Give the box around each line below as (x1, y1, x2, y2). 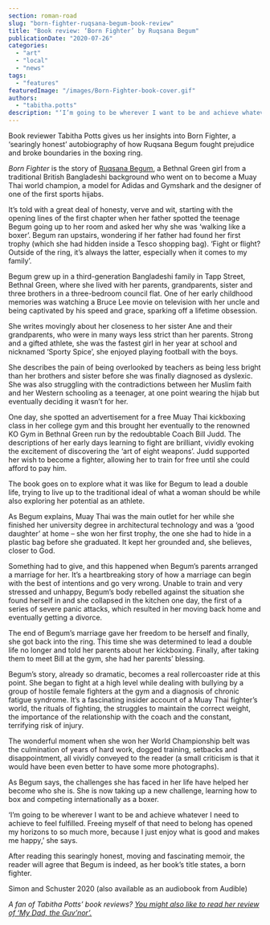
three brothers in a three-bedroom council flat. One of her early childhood (8, 289, 253, 298)
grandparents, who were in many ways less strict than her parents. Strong (8, 330, 253, 339)
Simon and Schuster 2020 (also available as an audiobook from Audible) (8, 884, 247, 893)
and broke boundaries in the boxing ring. (8, 148, 143, 158)
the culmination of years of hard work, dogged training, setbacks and (8, 745, 238, 754)
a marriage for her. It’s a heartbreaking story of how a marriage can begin (8, 570, 252, 579)
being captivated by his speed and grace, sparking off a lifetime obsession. (8, 306, 258, 315)
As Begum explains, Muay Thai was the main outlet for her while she (8, 512, 235, 521)
